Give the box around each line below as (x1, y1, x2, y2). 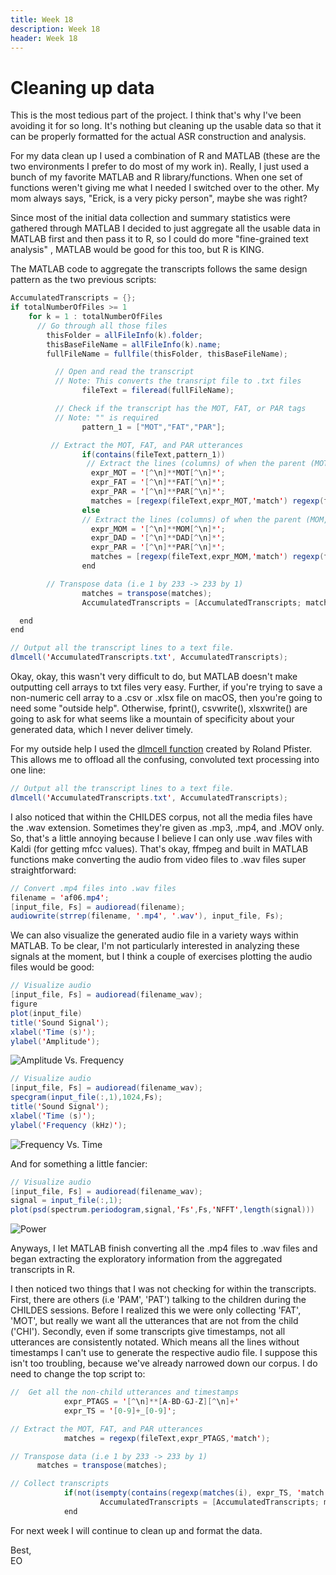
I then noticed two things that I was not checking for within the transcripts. (10, 1283, 317, 1295)
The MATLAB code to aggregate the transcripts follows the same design (10, 263, 308, 275)
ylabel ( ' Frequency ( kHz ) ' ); (10, 1120, 128, 1130)
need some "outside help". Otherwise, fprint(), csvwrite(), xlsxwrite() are (10, 702, 308, 715)
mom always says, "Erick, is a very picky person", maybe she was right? (10, 192, 308, 205)
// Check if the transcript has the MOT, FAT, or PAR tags (54, 404, 307, 414)
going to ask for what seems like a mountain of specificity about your (10, 713, 295, 725)
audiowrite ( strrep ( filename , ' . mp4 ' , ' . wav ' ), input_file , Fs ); (10, 911, 284, 921)
